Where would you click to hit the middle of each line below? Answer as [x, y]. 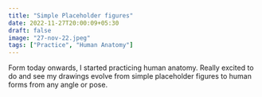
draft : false [30, 30]
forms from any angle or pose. [58, 85]
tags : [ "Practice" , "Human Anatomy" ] [71, 45]
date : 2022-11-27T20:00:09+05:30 [64, 23]
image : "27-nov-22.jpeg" [49, 38]
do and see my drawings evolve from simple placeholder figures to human [130, 76]
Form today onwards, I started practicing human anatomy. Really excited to [131, 68]
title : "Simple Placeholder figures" [71, 16]
